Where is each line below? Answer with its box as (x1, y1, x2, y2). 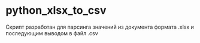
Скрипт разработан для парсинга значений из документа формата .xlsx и (5, 23, 194, 30)
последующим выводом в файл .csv (5, 29, 98, 36)
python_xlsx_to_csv (5, 4, 107, 17)
